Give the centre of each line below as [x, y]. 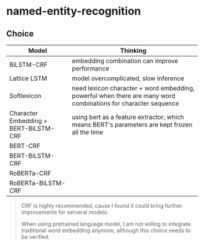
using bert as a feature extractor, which [128, 117]
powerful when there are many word [124, 96]
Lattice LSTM [28, 78]
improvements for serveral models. [65, 212]
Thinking [134, 51]
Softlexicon [25, 96]
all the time [87, 132]
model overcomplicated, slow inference [128, 78]
